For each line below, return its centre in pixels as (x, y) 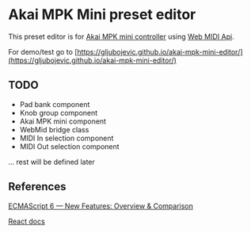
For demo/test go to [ (43, 52)
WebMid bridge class (54, 129)
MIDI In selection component (67, 138)
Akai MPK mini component (63, 121)
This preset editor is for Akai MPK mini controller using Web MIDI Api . (122, 36)
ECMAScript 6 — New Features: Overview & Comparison (101, 206)
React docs (27, 221)
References (37, 187)
